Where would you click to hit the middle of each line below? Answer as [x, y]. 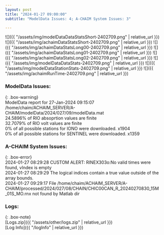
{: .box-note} [18, 217]
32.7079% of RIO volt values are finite [44, 123]
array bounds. [19, 178]
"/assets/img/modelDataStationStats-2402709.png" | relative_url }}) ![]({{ [79, 68]
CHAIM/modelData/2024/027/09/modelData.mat [55, 113]
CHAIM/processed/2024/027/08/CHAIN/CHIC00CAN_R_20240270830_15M [82, 188]
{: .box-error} [18, 157]
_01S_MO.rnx [18, 193]
